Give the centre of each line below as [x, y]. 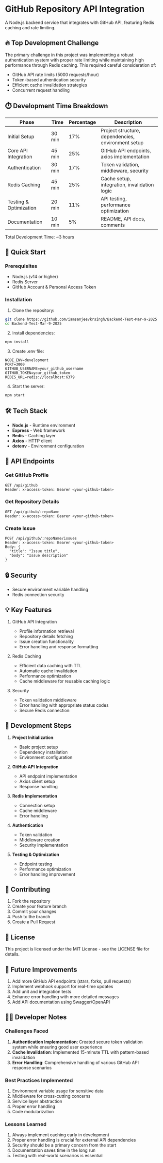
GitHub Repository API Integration [75, 9]
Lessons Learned [26, 1124]
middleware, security [125, 171]
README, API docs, [123, 219]
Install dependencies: [33, 333]
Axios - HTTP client [32, 441]
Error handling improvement [47, 874]
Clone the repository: [33, 310]
